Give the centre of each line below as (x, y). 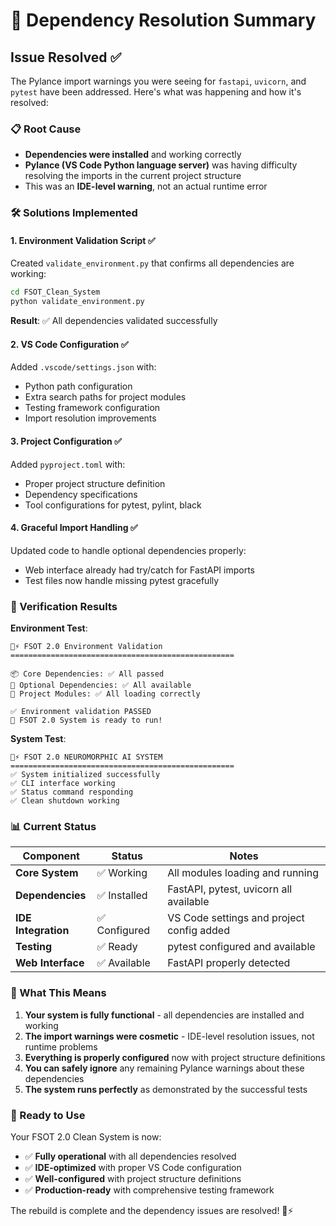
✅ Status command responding (72, 792)
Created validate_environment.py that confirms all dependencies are (152, 263)
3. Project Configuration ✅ (66, 441)
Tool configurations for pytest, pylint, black (113, 505)
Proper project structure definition (95, 483)
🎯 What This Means (58, 993)
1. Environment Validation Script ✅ (83, 240)
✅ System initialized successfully (85, 775)
